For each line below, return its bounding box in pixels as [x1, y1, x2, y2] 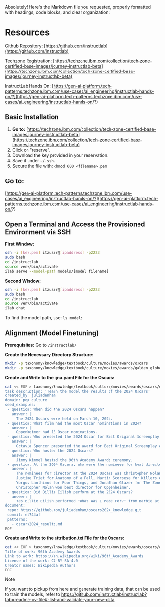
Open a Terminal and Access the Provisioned [5, 220, 145, 228]
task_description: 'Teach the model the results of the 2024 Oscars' [5, 389, 151, 393]
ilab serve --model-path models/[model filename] [5, 269, 109, 274]
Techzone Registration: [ [5, 58, 55, 64]
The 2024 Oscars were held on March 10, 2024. [16, 416, 113, 421]
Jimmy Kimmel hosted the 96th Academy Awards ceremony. [16, 457, 133, 463]
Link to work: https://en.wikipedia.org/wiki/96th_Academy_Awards [5, 554, 144, 559]
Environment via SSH [5, 228, 71, 236]
